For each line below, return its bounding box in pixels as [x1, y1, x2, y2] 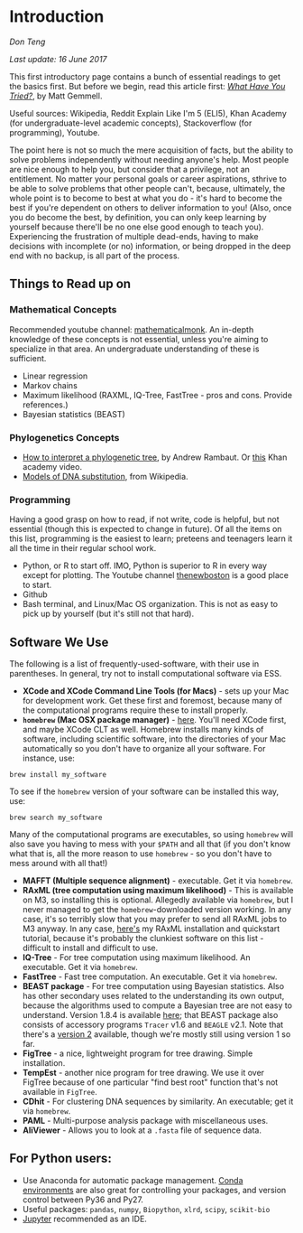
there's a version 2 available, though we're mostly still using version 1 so [22, 1029, 291, 1040]
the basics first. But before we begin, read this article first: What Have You [9, 80, 286, 91]
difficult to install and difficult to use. [22, 942, 159, 954]
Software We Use [9, 634, 109, 649]
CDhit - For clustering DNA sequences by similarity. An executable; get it [22, 1096, 294, 1107]
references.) [22, 399, 69, 410]
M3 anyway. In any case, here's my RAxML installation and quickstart [22, 923, 280, 934]
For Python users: [9, 1151, 113, 1166]
